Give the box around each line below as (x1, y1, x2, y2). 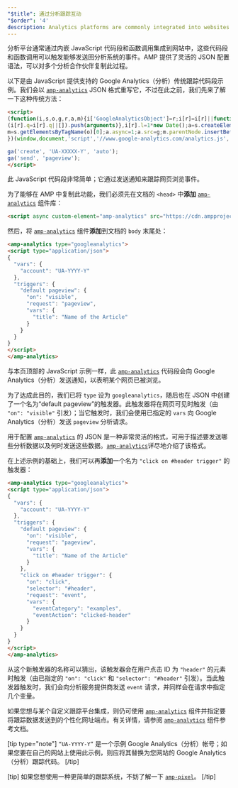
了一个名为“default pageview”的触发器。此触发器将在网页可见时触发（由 (7, 400, 218, 408)
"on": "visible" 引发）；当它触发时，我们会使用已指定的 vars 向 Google (7, 409, 217, 417)
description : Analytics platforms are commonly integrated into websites (7, 23, 230, 31)
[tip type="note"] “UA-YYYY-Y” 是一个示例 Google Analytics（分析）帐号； (7, 739, 222, 748)
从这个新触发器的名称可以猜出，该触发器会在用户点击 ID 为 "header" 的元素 (7, 664, 226, 673)
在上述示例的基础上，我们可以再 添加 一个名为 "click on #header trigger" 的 (7, 456, 230, 465)
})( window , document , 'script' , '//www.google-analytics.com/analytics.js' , (7, 135, 230, 142)
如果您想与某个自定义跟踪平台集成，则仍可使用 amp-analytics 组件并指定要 (7, 706, 226, 715)
